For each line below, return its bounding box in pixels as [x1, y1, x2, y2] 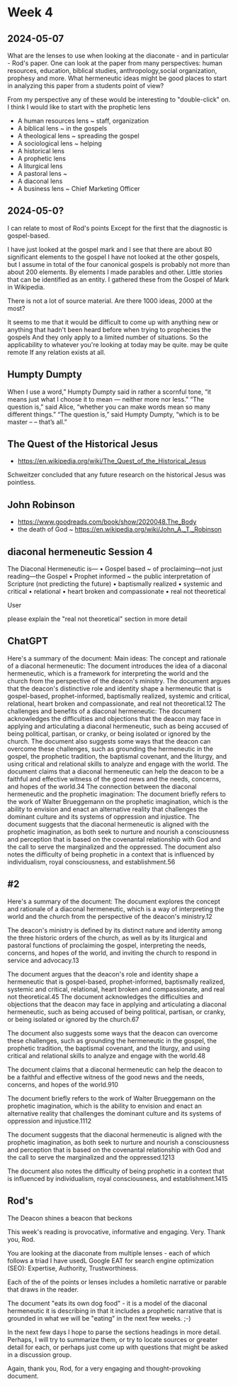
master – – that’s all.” [7, 417, 67, 426]
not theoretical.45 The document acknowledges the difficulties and [7, 992, 204, 1001]
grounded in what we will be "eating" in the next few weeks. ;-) [7, 1314, 191, 1322]
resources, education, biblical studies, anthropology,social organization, [7, 67, 217, 75]
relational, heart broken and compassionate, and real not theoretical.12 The [7, 699, 226, 708]
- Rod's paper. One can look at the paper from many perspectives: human [7, 59, 223, 67]
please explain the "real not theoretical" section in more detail [7, 615, 188, 623]
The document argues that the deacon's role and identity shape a [7, 969, 198, 978]
